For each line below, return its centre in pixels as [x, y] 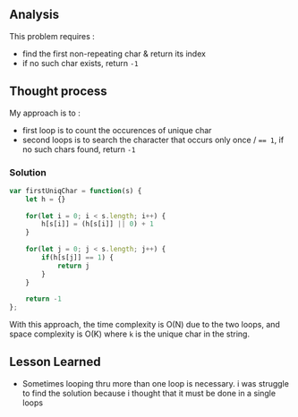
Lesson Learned [55, 362]
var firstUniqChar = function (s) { [76, 191]
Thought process [58, 92]
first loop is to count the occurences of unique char [117, 130]
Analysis [34, 15]
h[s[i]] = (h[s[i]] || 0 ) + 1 [98, 224]
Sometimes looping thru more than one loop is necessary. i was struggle [155, 383]
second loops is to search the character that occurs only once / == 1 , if [153, 140]
